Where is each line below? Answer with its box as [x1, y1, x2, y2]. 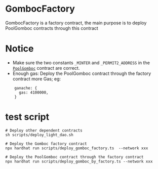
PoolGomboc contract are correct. [12, 65, 80, 71]
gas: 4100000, [18, 90, 49, 95]
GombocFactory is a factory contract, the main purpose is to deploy [5, 20, 147, 26]
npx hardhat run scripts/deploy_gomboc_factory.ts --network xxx [5, 145, 148, 151]
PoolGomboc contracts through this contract [5, 25, 99, 31]
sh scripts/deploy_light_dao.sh [5, 132, 73, 137]
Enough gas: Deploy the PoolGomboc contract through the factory [12, 70, 151, 76]
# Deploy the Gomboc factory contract [5, 141, 87, 146]
